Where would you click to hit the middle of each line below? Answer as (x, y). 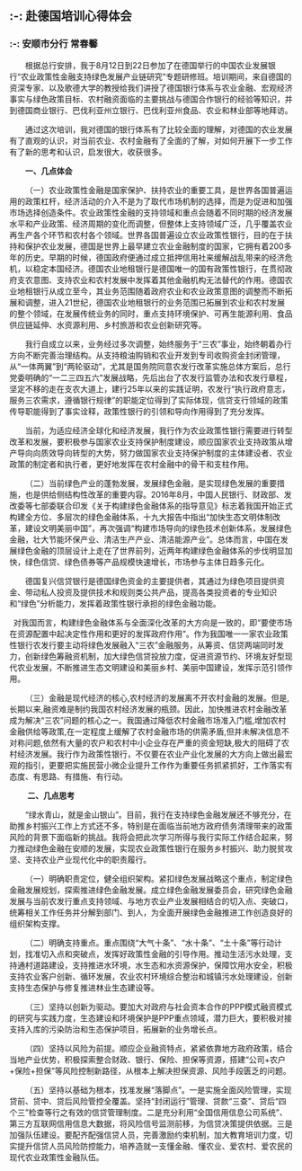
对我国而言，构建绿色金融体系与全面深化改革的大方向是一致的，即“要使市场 (153, 622)
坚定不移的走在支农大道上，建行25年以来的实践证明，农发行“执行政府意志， (150, 388)
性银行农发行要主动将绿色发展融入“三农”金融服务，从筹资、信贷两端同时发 (147, 644)
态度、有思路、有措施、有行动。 (68, 776)
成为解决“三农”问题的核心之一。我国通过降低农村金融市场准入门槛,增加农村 (148, 720)
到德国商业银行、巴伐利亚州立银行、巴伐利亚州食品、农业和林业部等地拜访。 (151, 110)
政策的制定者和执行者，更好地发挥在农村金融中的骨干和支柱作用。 (131, 464)
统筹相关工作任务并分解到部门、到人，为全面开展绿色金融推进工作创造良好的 (151, 912)
